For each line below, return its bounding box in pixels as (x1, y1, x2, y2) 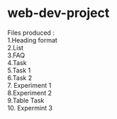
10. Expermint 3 (7, 103, 53, 112)
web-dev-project (7, 5, 110, 21)
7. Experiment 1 (7, 81, 52, 89)
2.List (7, 43, 23, 52)
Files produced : (7, 28, 55, 37)
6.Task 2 (7, 73, 33, 82)
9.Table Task (7, 96, 45, 104)
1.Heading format (7, 35, 58, 44)
